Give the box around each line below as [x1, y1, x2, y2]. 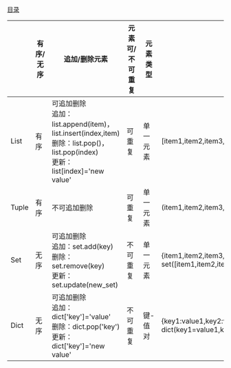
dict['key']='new [51, 341, 105, 351]
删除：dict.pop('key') [51, 322, 120, 331]
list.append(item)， [51, 119, 114, 129]
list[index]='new [51, 167, 104, 176]
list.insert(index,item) [51, 129, 120, 138]
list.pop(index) [51, 147, 99, 156]
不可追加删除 [51, 203, 93, 212]
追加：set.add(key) [51, 242, 113, 251]
